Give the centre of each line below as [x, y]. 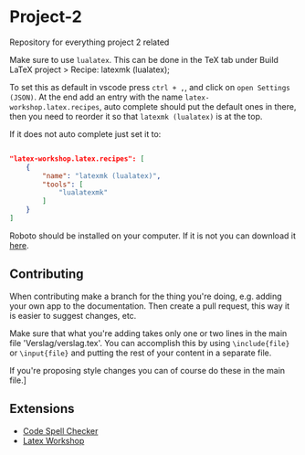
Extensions [42, 409]
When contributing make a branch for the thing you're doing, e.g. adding [146, 296]
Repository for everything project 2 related [89, 42]
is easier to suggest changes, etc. [73, 315]
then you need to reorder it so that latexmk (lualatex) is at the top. [136, 116]
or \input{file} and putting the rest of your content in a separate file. [141, 353]
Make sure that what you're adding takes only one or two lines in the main [148, 333]
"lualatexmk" [83, 193]
